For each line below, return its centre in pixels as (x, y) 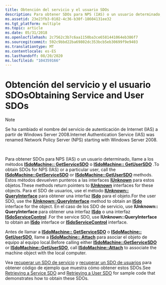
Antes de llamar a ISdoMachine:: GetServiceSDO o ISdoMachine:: (73, 232)
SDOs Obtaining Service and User (75, 95)
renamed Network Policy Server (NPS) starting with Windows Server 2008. (82, 140)
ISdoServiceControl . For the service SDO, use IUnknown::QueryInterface (81, 217)
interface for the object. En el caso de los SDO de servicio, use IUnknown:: (82, 207)
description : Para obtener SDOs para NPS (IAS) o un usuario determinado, (84, 14)
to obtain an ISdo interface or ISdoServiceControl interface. (66, 222)
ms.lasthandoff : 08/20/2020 (34, 56)
